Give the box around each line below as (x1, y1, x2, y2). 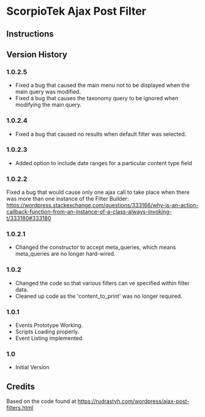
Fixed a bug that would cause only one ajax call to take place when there (6, 188, 190, 196)
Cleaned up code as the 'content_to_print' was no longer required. (15, 292, 182, 300)
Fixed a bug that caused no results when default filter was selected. (15, 130, 187, 138)
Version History (6, 49, 67, 59)
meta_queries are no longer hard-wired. (15, 250, 116, 257)
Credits (6, 381, 35, 392)
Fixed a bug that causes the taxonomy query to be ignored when (15, 95, 179, 102)
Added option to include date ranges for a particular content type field (15, 159, 193, 166)
